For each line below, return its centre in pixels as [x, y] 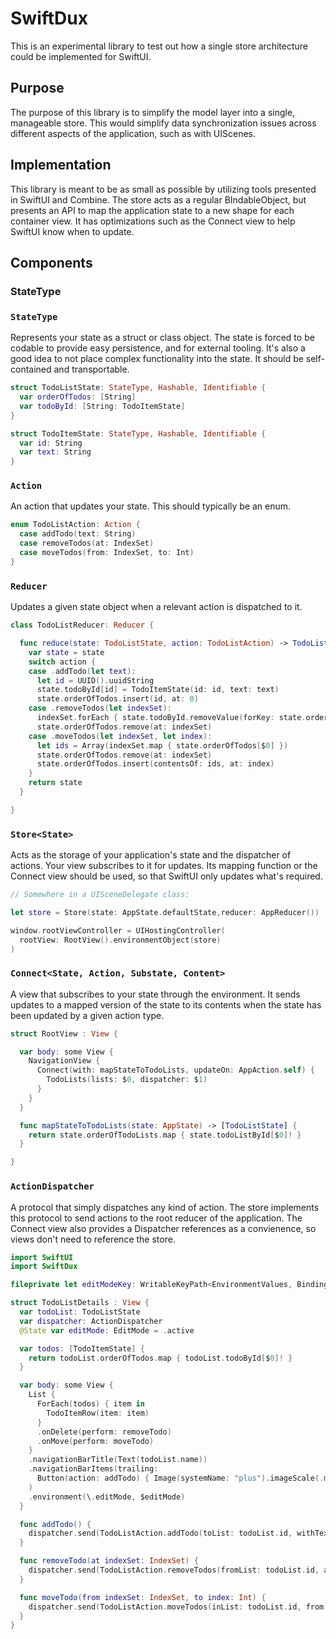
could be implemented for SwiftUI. [81, 56]
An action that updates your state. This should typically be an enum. [151, 506]
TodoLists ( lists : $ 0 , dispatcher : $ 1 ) [127, 1080]
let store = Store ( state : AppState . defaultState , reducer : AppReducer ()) [165, 912]
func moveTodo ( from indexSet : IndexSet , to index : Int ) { [143, 1597]
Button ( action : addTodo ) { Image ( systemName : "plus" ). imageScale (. [180, 1478]
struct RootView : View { [64, 1033]
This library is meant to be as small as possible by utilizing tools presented [163, 189]
